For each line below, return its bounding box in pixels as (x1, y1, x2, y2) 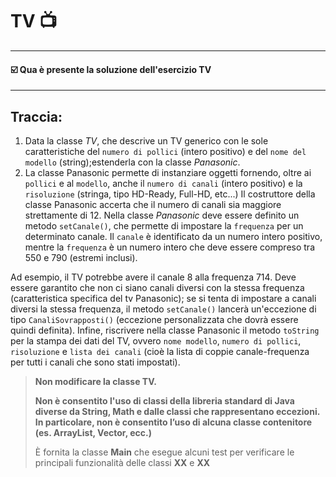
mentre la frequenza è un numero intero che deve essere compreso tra (24, 241, 315, 253)
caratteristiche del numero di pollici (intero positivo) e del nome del (24, 145, 307, 157)
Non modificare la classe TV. (34, 375, 157, 387)
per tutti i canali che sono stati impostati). (10, 356, 181, 368)
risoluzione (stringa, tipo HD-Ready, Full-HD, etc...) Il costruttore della (24, 188, 316, 200)
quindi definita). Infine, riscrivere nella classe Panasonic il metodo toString (10, 324, 320, 336)
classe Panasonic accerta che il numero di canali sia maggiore (24, 198, 282, 210)
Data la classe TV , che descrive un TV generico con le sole (24, 134, 269, 147)
